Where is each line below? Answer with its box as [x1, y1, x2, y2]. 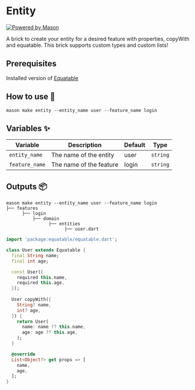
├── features [6, 206, 38, 212]
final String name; [11, 252, 60, 258]
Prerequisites [6, 59, 57, 69]
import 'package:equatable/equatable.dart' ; [6, 236, 118, 242]
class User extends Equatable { [6, 247, 86, 253]
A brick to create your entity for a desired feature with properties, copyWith [6, 35, 190, 42]
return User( [17, 318, 49, 324]
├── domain [32, 216, 60, 222]
